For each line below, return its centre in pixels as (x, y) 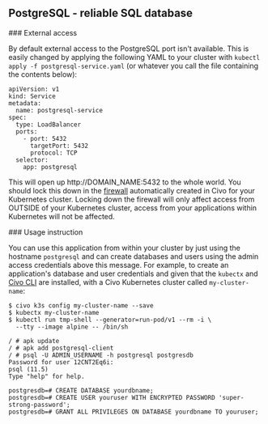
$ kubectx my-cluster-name (54, 312)
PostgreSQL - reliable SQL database (100, 13)
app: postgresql (51, 167)
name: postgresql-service (60, 110)
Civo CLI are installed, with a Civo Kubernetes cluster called (108, 282)
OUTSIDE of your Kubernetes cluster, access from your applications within (133, 208)
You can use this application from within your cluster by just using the (124, 248)
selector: (32, 160)
